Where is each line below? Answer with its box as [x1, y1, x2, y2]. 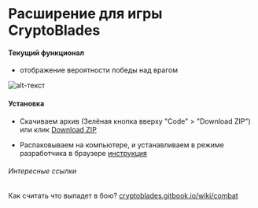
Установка [8, 98, 45, 108]
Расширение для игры [8, 5, 163, 23]
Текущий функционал [8, 48, 85, 58]
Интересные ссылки [8, 166, 77, 176]
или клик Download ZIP [19, 124, 97, 134]
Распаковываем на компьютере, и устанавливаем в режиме [19, 139, 224, 150]
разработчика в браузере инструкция [19, 148, 148, 158]
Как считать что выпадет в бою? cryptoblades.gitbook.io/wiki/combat [8, 191, 238, 200]
